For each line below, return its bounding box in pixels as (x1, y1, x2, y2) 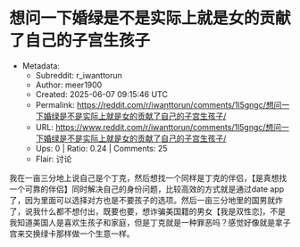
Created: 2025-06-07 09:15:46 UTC (35, 88, 168, 99)
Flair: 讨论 (35, 153, 72, 164)
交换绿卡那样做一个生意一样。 (24, 228, 135, 239)
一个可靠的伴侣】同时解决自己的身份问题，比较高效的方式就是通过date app (9, 184, 284, 194)
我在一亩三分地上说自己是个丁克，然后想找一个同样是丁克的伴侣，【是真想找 (9, 172, 287, 183)
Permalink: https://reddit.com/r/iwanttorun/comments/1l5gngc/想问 (35, 99, 282, 110)
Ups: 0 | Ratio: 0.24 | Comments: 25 (35, 143, 168, 153)
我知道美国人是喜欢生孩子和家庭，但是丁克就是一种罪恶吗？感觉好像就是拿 (9, 217, 283, 227)
